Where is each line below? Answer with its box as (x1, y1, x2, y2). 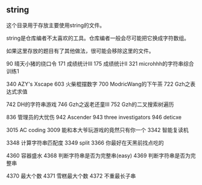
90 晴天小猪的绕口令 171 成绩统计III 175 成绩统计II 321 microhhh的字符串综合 (6, 60, 194, 67)
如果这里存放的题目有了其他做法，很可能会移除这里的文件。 (6, 47, 154, 54)
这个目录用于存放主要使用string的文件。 (6, 21, 106, 29)
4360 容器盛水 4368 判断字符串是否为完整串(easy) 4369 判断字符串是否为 (6, 152, 191, 159)
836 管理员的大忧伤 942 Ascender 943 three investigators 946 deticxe (6, 113, 182, 121)
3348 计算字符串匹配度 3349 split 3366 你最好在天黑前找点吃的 (6, 139, 164, 146)
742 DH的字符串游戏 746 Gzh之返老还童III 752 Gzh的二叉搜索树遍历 (6, 101, 174, 108)
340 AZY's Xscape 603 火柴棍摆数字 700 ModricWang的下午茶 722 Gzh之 (6, 80, 191, 87)
